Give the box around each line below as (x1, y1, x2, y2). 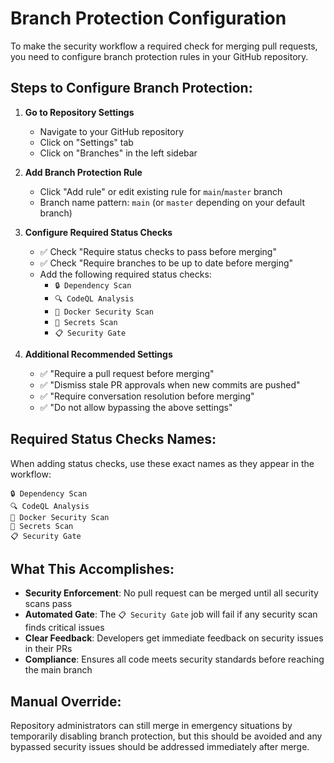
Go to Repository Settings (24, 106, 135, 118)
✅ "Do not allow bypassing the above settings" (39, 401, 233, 413)
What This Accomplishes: (10, 560, 175, 577)
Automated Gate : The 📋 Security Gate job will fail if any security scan (24, 608, 318, 621)
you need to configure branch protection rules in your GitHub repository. (10, 50, 309, 62)
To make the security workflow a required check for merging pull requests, (10, 40, 318, 52)
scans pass (24, 598, 73, 610)
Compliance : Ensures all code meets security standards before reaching (24, 653, 325, 666)
